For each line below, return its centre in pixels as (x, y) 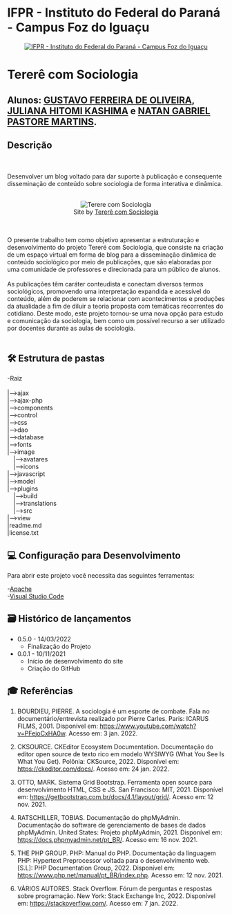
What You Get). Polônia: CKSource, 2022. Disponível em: (98, 761)
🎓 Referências (40, 691)
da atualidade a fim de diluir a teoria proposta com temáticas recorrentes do (115, 307)
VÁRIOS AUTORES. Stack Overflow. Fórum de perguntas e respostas (115, 888)
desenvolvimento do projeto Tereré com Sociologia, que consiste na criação (116, 248)
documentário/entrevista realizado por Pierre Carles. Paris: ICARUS (113, 718)
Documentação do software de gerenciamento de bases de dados (111, 825)
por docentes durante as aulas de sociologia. (71, 328)
